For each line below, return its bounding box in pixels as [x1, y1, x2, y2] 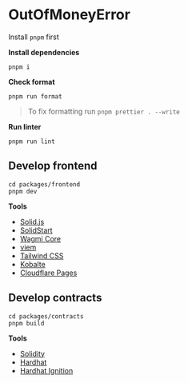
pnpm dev [8, 187, 38, 195]
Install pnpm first [8, 32, 60, 42]
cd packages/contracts [8, 312, 84, 321]
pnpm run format [8, 92, 62, 101]
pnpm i [8, 62, 30, 71]
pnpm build [8, 319, 45, 327]
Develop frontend [8, 159, 98, 173]
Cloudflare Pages [19, 268, 78, 277]
